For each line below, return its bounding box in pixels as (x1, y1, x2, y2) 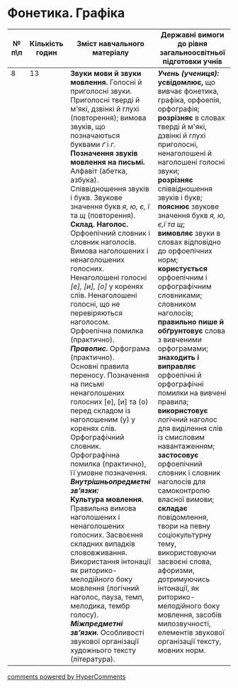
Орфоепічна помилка (70, 325, 144, 335)
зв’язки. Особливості (70, 627, 144, 637)
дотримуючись (157, 574, 210, 584)
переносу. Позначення (70, 370, 149, 380)
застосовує (157, 449, 199, 459)
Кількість (29, 38, 64, 48)
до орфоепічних (157, 246, 212, 256)
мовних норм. (157, 645, 206, 655)
